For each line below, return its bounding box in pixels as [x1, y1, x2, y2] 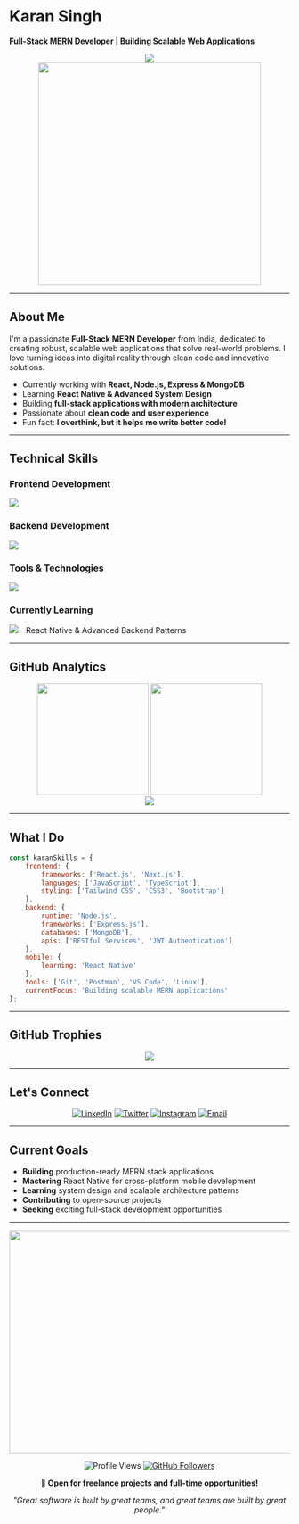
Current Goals [9, 1142, 89, 1157]
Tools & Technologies [9, 562, 104, 574]
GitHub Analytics [9, 659, 107, 674]
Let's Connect [9, 1084, 89, 1100]
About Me [9, 309, 65, 325]
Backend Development [9, 520, 109, 532]
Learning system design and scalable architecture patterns [21, 1185, 240, 1196]
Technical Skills [9, 451, 99, 466]
